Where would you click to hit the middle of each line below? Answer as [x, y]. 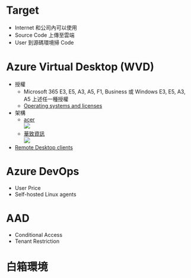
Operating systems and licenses [63, 105]
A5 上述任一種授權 [46, 99]
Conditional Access [39, 235]
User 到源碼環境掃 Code [44, 42]
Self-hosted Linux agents [45, 194]
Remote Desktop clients [44, 147]
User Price [28, 188]
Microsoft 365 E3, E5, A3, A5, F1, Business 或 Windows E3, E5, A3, [104, 91]
